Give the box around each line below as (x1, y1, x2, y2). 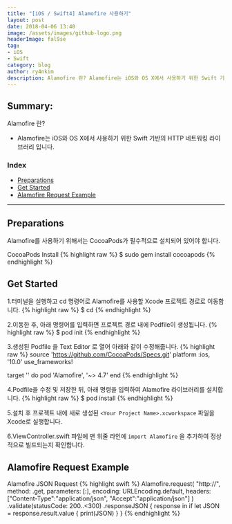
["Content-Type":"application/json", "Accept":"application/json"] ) (7, 494, 195, 503)
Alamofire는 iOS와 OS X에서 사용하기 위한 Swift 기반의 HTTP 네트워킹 (17, 134, 209, 143)
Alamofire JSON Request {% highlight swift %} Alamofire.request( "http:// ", (7, 479, 221, 488)
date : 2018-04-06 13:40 (7, 23, 76, 30)
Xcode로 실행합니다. (7, 417, 63, 426)
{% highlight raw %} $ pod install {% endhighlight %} (21, 394, 174, 402)
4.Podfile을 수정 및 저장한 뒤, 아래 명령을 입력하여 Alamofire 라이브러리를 (7, 386, 205, 394)
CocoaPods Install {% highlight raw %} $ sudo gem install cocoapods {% (7, 251, 215, 259)
